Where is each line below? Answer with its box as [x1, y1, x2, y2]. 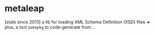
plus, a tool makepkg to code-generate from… [4, 24, 95, 30]
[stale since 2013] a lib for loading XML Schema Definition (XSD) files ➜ [4, 19, 150, 25]
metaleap [4, 3, 44, 14]
